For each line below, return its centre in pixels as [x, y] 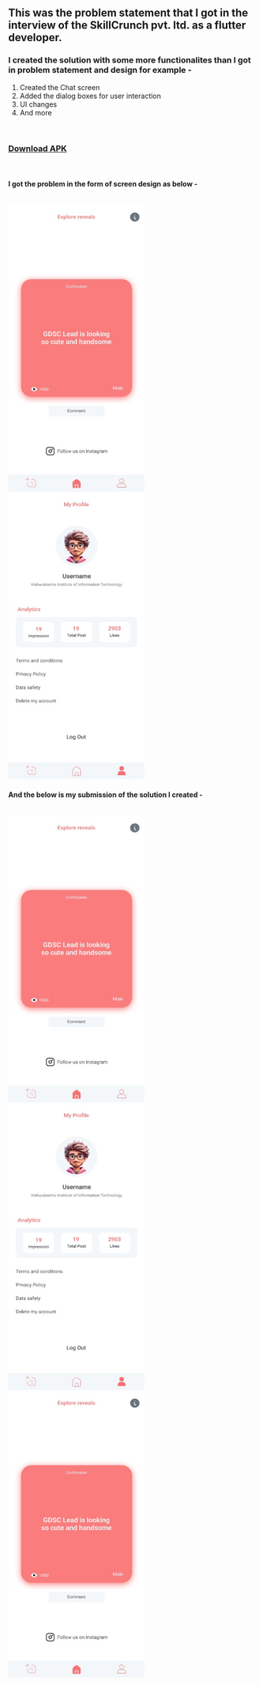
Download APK [38, 148]
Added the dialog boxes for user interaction [90, 96]
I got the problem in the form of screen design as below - [103, 183]
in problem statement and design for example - [100, 70]
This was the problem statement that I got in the [128, 13]
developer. [35, 38]
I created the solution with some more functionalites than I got [129, 60]
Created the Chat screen [60, 87]
